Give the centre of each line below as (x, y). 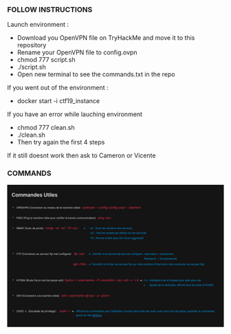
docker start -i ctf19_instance (58, 101)
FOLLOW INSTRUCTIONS (50, 10)
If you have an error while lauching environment (75, 114)
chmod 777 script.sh (46, 60)
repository (32, 45)
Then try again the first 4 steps (61, 142)
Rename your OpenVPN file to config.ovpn (77, 52)
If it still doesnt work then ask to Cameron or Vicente (81, 155)
